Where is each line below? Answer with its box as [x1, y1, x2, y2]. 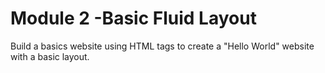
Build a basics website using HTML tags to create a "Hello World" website [10, 40, 315, 52]
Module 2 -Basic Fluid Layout [10, 7, 257, 30]
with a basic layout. [10, 50, 90, 62]
